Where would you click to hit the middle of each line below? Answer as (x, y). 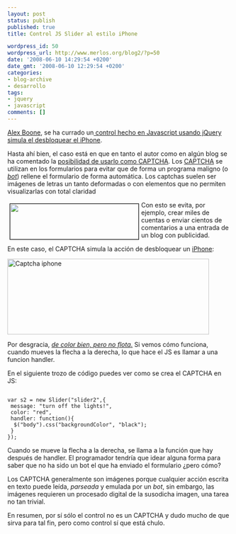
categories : (25, 73)
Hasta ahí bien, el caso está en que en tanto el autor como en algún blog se (118, 154)
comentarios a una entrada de (185, 227)
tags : (15, 93)
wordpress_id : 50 (33, 47)
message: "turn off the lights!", (61, 406)
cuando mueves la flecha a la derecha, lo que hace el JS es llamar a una (113, 352)
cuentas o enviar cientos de (182, 220)
